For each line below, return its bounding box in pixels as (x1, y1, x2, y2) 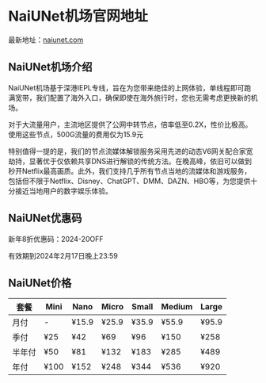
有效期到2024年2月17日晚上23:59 (8, 251, 119, 260)
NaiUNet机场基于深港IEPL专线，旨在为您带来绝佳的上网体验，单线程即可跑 (8, 82, 252, 92)
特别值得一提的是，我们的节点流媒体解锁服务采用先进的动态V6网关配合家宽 (8, 146, 253, 155)
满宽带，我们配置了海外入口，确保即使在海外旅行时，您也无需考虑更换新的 (8, 93, 251, 102)
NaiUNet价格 (8, 276, 72, 289)
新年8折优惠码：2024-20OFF (8, 234, 104, 243)
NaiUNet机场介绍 (8, 60, 93, 74)
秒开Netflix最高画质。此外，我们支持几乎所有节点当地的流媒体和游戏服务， (8, 166, 252, 175)
